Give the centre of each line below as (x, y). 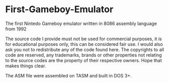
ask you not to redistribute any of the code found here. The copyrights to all (85, 49)
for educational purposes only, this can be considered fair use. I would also (84, 44)
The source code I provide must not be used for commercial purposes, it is (83, 39)
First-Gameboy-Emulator (59, 9)
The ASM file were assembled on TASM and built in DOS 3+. (68, 75)
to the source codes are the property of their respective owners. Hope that (83, 60)
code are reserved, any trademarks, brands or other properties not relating (83, 55)
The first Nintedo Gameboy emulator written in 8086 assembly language (81, 23)
